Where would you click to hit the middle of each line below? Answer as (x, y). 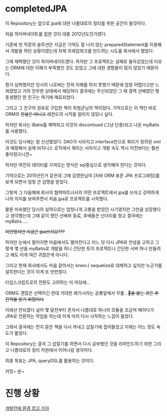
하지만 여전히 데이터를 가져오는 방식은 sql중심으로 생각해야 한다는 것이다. (76, 165)
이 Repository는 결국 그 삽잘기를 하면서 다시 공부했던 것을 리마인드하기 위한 (79, 343)
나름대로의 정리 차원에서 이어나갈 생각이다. (52, 350)
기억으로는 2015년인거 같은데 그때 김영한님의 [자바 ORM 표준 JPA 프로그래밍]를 (83, 175)
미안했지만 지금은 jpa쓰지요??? (35, 232)
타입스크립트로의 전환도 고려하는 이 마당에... (48, 282)
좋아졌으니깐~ (19, 154)
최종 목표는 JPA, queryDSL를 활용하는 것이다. (50, 360)
